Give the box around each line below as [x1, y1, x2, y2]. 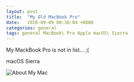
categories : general [6, 25, 57, 31]
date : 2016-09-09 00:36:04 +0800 [6, 19, 94, 25]
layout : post [6, 8, 38, 15]
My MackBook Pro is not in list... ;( [6, 46, 90, 53]
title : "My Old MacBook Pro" [6, 14, 81, 20]
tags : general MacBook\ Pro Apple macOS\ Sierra [6, 30, 128, 36]
